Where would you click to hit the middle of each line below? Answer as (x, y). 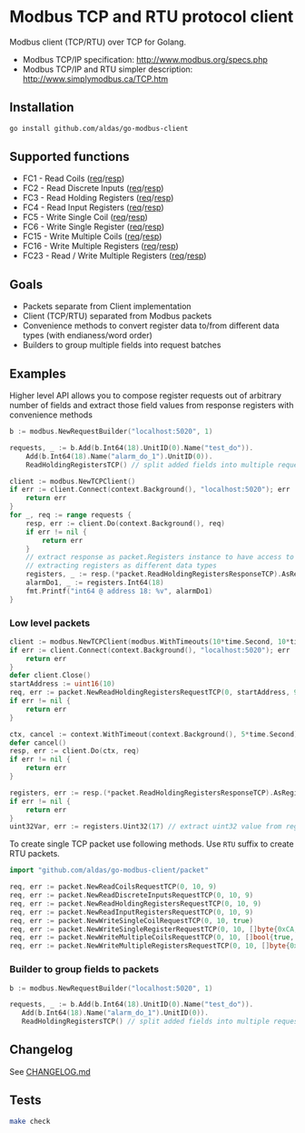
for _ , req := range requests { (70, 516)
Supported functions (69, 157)
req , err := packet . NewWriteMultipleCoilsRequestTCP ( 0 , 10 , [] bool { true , (152, 937)
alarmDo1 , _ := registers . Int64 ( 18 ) (95, 583)
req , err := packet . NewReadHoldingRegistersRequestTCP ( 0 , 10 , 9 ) (136, 903)
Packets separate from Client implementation (107, 306)
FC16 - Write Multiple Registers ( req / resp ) (100, 246)
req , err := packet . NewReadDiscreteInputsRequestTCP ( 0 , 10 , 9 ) (132, 896)
